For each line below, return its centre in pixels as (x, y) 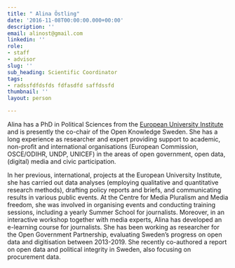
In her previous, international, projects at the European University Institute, (115, 175)
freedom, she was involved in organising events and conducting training (112, 205)
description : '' (31, 27)
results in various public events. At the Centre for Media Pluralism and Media (118, 197)
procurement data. (34, 257)
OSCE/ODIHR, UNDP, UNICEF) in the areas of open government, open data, (116, 154)
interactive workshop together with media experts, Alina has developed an (115, 220)
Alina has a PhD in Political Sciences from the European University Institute (115, 124)
